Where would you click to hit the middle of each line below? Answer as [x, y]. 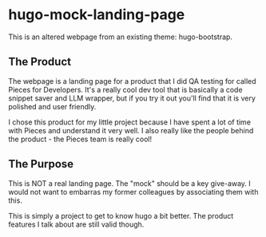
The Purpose [41, 164]
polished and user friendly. [52, 106]
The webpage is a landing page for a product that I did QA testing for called [133, 81]
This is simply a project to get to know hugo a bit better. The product [121, 215]
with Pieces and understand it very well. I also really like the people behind [131, 130]
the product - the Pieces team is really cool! [80, 139]
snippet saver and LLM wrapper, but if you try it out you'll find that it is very [132, 98]
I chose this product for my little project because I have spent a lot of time [130, 122]
